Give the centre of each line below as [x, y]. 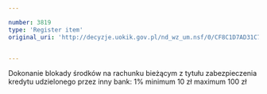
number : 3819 [30, 22]
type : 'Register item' [46, 30]
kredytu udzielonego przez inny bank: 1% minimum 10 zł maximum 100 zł [128, 82]
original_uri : [32, 37]
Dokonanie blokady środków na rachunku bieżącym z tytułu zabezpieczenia [133, 73]
